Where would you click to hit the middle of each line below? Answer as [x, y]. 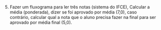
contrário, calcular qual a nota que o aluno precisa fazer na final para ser [83, 17]
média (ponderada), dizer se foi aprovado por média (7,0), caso [73, 12]
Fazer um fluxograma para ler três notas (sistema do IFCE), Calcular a [80, 7]
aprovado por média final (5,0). [41, 22]
